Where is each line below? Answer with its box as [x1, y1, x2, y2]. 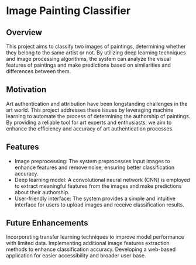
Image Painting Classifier [6, 4, 130, 18]
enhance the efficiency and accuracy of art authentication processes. [6, 125, 174, 132]
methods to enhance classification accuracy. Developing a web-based [6, 246, 176, 253]
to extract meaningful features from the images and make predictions [14, 183, 182, 190]
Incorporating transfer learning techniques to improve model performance [6, 233, 184, 240]
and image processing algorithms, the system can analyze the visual [6, 56, 171, 62]
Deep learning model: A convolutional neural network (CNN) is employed [14, 176, 190, 183]
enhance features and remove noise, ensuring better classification [14, 164, 175, 171]
